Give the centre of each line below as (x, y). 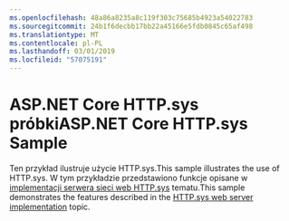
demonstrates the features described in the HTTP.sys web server (131, 197)
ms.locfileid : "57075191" (58, 60)
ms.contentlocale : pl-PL (56, 43)
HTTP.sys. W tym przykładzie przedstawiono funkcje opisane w (129, 178)
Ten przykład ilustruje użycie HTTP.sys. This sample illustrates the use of (145, 168)
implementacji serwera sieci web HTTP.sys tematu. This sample (127, 187)
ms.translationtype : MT (54, 34)
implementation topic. (50, 207)
